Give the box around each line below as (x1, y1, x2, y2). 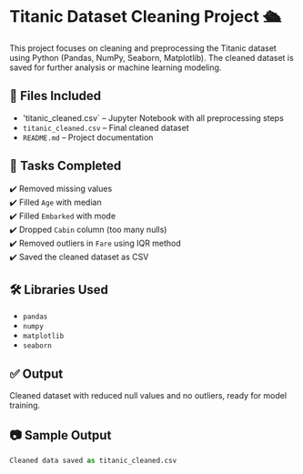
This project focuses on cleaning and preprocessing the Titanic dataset (9, 42, 278, 54)
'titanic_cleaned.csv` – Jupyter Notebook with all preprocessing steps (22, 112, 284, 123)
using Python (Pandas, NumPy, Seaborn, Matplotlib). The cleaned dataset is (9, 52, 294, 63)
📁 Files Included (9, 88, 102, 104)
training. (9, 400, 41, 411)
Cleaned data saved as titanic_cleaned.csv (9, 456, 177, 465)
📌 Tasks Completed (9, 158, 122, 174)
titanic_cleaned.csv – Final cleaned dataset (22, 122, 189, 133)
